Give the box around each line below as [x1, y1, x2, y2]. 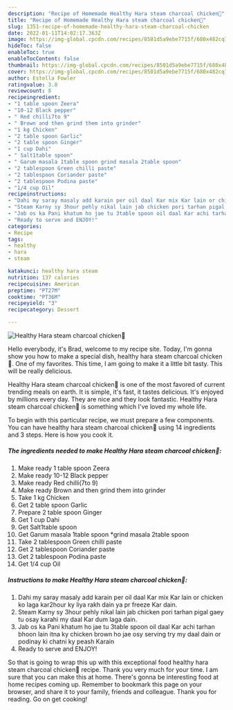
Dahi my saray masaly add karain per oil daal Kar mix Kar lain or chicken [17, 593, 223, 601]
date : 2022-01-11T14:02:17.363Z [8, 29, 101, 37]
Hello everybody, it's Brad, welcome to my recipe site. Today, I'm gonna [8, 345, 213, 353]
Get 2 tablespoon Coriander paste [17, 545, 115, 553]
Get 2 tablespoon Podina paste [17, 552, 106, 560]
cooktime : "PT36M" [8, 293, 61, 300]
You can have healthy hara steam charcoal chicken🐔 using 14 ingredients [8, 424, 216, 431]
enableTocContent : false [8, 55, 80, 62]
